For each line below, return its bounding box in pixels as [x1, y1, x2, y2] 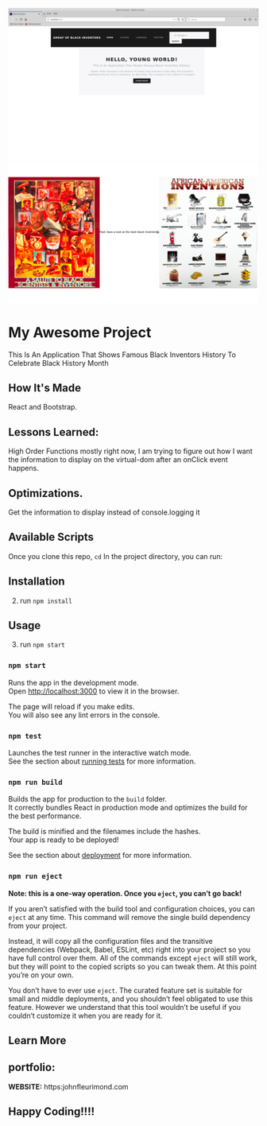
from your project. [8, 921, 68, 930]
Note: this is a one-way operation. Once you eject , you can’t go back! [8, 888, 242, 898]
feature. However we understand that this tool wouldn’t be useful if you [8, 1002, 241, 1011]
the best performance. [8, 811, 82, 821]
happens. [8, 464, 40, 473]
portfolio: [8, 1061, 56, 1074]
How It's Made [8, 381, 82, 394]
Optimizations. [8, 486, 83, 500]
